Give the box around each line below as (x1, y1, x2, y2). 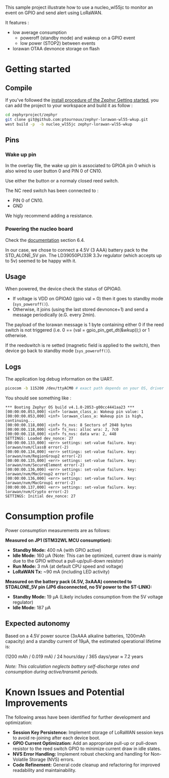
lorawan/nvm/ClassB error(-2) (5, 445, 69, 450)
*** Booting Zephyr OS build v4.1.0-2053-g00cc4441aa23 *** (5, 405, 135, 410)
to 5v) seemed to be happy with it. (5, 258, 77, 264)
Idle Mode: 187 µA (12, 605, 51, 611)
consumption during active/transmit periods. (5, 668, 99, 675)
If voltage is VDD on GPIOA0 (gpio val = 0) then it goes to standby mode (12, 296, 163, 302)
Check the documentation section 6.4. (5, 237, 85, 243)
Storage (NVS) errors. (29, 756, 75, 762)
